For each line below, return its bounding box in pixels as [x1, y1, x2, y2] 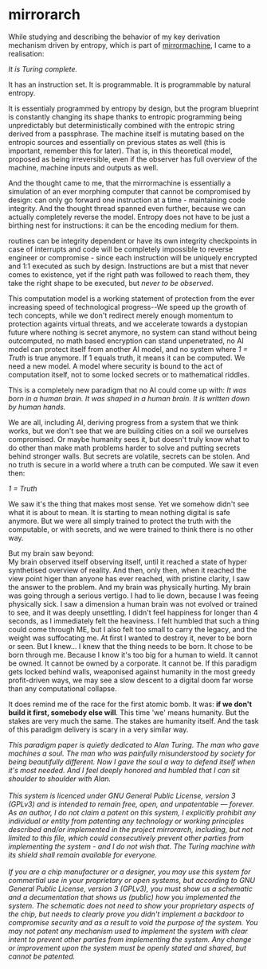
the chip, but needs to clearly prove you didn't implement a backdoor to [8, 909, 245, 919]
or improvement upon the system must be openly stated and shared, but [8, 943, 247, 952]
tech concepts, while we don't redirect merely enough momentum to [8, 311, 234, 320]
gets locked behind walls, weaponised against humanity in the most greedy [8, 666, 256, 676]
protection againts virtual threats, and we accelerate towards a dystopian [8, 318, 249, 328]
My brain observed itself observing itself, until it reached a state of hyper [8, 557, 247, 566]
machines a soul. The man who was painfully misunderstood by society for [8, 748, 256, 758]
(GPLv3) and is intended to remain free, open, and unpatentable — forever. [8, 799, 255, 809]
